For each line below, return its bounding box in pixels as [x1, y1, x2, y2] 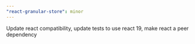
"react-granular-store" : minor [6, 8, 84, 15]
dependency [6, 31, 37, 38]
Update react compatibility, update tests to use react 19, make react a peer [6, 25, 189, 32]
